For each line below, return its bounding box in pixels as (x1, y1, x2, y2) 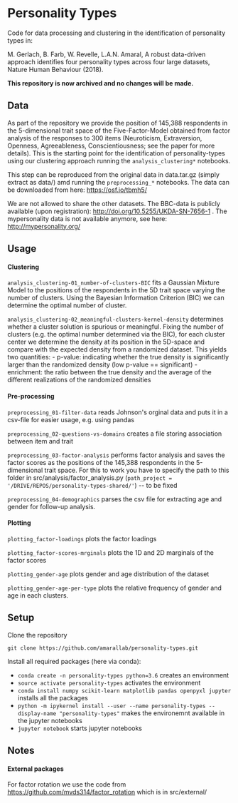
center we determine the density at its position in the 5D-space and (7, 337, 205, 347)
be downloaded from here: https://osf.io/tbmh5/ (7, 185, 148, 194)
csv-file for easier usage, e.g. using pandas (7, 415, 135, 424)
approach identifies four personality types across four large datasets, (7, 57, 210, 66)
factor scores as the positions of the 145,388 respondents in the (7, 458, 195, 466)
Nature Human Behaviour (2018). (7, 65, 104, 73)
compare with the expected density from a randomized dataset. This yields (7, 345, 227, 354)
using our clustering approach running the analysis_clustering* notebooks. (7, 156, 231, 165)
